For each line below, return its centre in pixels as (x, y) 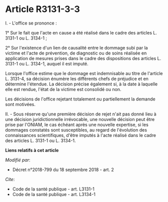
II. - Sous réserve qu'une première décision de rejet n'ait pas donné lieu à (81, 114)
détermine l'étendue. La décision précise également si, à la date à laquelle (81, 84)
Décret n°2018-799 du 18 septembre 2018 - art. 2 (63, 169)
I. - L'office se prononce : (31, 23)
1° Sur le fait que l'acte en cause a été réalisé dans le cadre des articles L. (81, 32)
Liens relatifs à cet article (32, 150)
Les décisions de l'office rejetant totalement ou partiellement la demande (80, 99)
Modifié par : (18, 160)
